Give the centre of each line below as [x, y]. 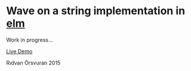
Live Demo [19, 51]
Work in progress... [30, 40]
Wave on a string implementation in [96, 11]
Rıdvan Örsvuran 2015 [33, 63]
